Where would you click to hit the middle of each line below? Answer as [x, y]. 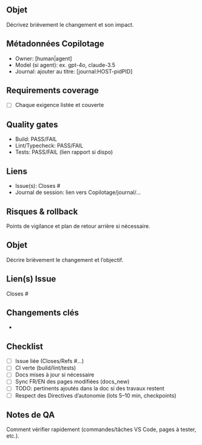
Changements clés [42, 312]
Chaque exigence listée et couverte [59, 105]
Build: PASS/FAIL [36, 139]
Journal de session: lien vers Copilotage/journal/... [78, 192]
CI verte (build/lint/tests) [45, 368]
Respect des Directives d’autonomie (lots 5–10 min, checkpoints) [96, 395]
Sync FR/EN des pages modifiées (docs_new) [72, 382]
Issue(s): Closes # [38, 186]
